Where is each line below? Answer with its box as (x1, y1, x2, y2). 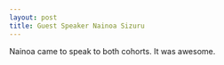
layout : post (9, 12, 58, 22)
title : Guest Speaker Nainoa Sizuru (9, 21, 145, 30)
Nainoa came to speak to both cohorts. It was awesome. (9, 45, 216, 56)
